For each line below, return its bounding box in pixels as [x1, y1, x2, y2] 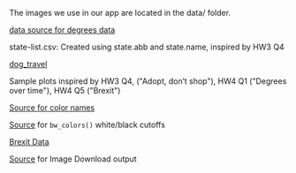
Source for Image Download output [9, 154, 137, 164]
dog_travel [9, 59, 48, 69]
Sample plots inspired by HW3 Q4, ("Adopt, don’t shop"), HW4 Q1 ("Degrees [9, 76, 287, 86]
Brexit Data [9, 137, 50, 147]
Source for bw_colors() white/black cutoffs [9, 119, 166, 130]
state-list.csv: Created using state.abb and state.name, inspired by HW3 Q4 [9, 41, 285, 52]
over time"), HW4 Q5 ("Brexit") [9, 86, 121, 95]
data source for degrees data [9, 25, 116, 34]
